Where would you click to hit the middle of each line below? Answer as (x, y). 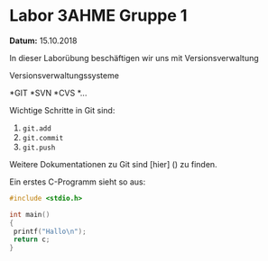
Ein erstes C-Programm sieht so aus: (78, 182)
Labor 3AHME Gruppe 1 (98, 16)
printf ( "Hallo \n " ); (50, 231)
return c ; (32, 239)
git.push (39, 148)
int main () (30, 214)
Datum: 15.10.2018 (43, 40)
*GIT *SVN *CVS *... (48, 93)
